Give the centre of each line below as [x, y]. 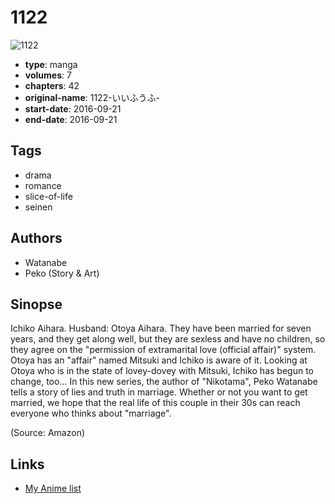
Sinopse [36, 304]
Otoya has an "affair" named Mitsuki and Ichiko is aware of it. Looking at [159, 360]
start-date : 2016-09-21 [73, 108]
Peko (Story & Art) [62, 273]
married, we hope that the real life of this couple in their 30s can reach [155, 403]
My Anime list [53, 488]
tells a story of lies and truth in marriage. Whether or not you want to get [159, 392]
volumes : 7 [48, 75]
